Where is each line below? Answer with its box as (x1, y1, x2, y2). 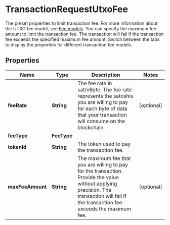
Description (91, 71, 120, 78)
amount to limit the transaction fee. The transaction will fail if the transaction (5, 31, 164, 37)
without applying (77, 180, 117, 187)
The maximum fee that (77, 155, 131, 162)
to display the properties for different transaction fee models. (5, 41, 133, 47)
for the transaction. (77, 167, 123, 175)
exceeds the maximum (77, 205, 132, 212)
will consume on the (77, 118, 125, 125)
